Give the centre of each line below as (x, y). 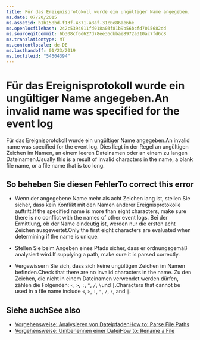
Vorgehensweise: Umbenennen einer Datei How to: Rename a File (95, 331)
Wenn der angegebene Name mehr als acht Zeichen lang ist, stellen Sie (102, 199)
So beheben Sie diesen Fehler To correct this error (100, 184)
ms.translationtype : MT (36, 39)
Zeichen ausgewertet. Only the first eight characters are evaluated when (103, 230)
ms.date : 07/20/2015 (32, 17)
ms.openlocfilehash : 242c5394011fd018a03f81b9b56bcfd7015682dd (86, 28)
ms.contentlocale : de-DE (37, 45)
